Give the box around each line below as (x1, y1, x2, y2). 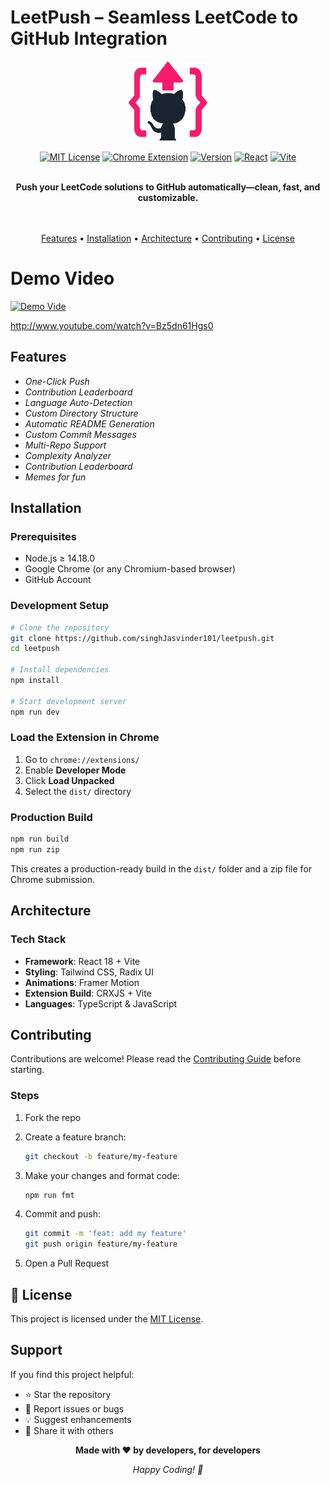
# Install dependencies (10, 665, 110, 675)
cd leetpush (10, 644, 60, 654)
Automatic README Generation (24, 417, 155, 430)
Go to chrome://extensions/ (24, 753, 140, 765)
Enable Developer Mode (24, 764, 127, 776)
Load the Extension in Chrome (10, 731, 160, 745)
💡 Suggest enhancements (24, 1413, 132, 1425)
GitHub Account (24, 574, 92, 586)
